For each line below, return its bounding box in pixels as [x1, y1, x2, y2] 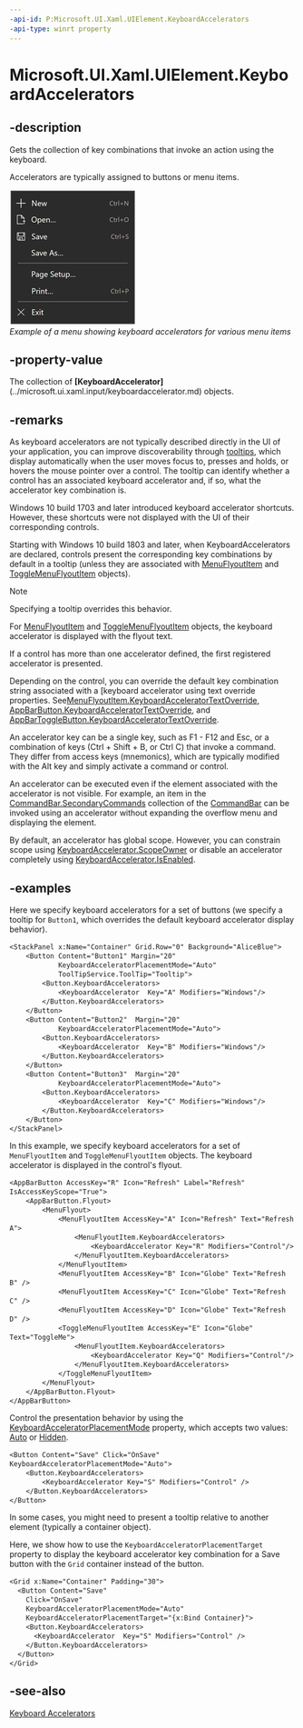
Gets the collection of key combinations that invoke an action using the [9, 144, 275, 155]
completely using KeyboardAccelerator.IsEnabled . [9, 854, 196, 865]
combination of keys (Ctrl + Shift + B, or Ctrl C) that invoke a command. [9, 742, 277, 753]
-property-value [9, 352, 103, 367]
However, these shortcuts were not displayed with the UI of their [9, 512, 250, 523]
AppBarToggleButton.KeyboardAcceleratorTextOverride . [9, 714, 220, 725]
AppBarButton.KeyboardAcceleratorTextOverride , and [9, 704, 211, 715]
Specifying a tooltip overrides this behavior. [9, 604, 172, 614]
